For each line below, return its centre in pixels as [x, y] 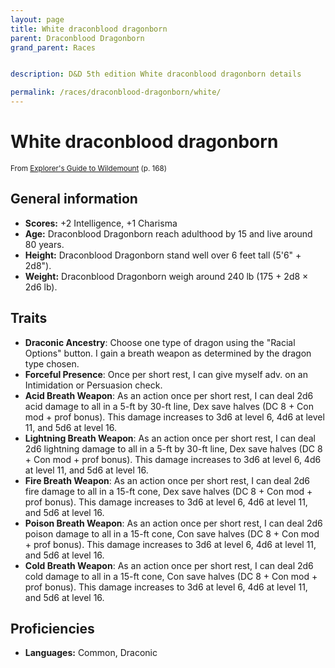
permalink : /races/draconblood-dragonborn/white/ [116, 92]
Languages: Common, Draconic [91, 653]
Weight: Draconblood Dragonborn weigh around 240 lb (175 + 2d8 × [166, 276]
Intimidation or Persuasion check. [93, 385]
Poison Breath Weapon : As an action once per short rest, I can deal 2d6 [173, 523]
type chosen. [52, 363]
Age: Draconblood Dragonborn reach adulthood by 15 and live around [168, 233]
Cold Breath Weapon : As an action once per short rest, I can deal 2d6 [169, 565]
